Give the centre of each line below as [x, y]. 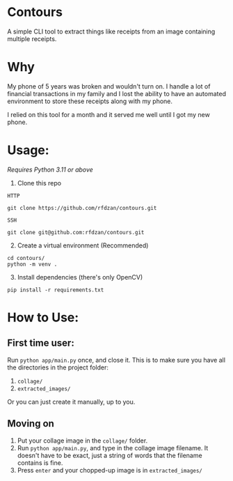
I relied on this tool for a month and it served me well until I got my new [109, 114]
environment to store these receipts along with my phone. [90, 101]
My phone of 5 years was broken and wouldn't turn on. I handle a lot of [109, 86]
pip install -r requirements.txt [56, 290]
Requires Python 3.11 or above [50, 169]
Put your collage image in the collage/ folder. [82, 441]
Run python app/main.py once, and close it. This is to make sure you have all [116, 360]
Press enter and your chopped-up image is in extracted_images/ [110, 470]
